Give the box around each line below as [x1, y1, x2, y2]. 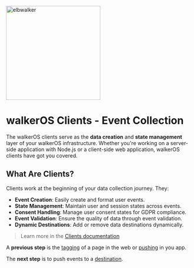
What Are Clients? [6, 169, 75, 179]
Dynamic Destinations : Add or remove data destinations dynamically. [14, 221, 184, 228]
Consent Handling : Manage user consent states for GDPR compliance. [14, 209, 187, 216]
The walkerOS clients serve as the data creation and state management [6, 133, 182, 140]
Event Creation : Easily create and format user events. [14, 196, 145, 203]
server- [170, 139, 189, 146]
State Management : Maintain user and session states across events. [14, 202, 182, 209]
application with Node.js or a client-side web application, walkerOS [17, 146, 180, 153]
